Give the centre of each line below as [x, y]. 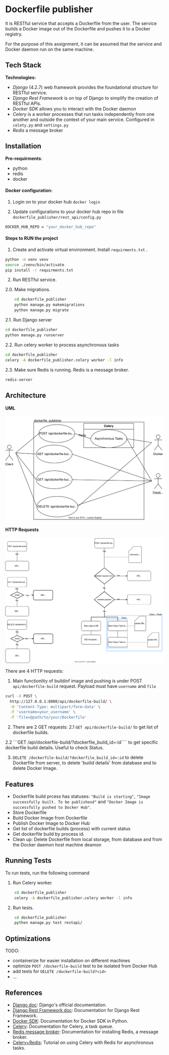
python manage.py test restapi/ [48, 923]
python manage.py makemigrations [50, 305]
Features [19, 784]
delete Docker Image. [35, 768]
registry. [14, 34]
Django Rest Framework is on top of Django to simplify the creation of [85, 98]
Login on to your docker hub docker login [56, 201]
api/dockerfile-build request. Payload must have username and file [84, 686]
